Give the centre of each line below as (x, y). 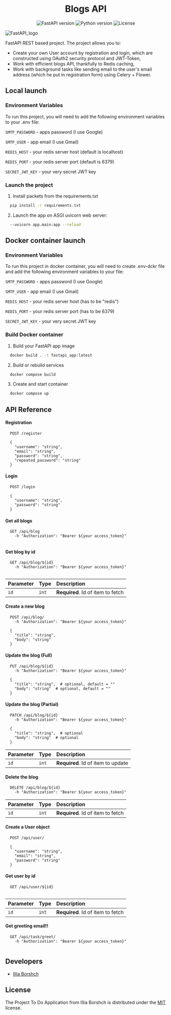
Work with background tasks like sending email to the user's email (82, 69)
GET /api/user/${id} (32, 887)
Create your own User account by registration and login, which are (83, 53)
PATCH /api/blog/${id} (34, 715)
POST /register (26, 433)
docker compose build (33, 375)
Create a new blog (25, 606)
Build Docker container (34, 335)
